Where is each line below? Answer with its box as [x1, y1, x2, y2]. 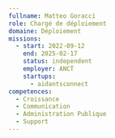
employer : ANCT [23, 65, 75, 73]
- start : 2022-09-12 [15, 42, 85, 50]
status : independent [23, 58, 92, 66]
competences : [8, 87, 53, 96]
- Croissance [15, 95, 60, 103]
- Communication [15, 102, 70, 110]
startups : [23, 72, 57, 80]
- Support [15, 118, 49, 126]
